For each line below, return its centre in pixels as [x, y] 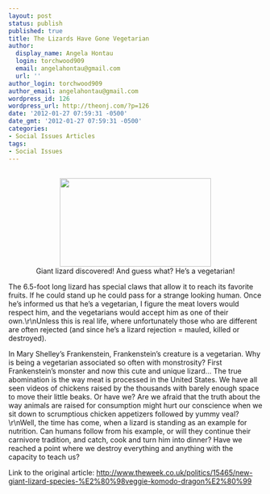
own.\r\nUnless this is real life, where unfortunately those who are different [133, 321]
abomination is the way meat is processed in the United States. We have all [133, 380]
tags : [17, 144]
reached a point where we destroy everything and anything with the [121, 449]
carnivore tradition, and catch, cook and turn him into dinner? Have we [125, 440]
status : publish [35, 23]
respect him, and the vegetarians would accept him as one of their [118, 313]
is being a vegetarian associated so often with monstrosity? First [115, 363]
